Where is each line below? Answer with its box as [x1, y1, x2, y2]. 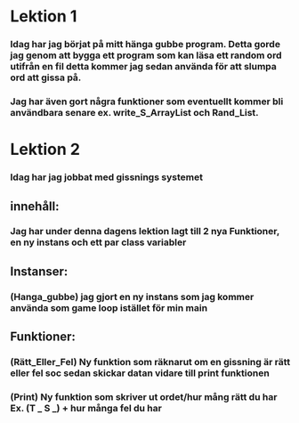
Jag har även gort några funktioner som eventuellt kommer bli [10, 95, 284, 108]
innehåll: [10, 199, 61, 214]
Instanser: [10, 264, 69, 279]
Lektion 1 [10, 6, 77, 27]
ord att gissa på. [10, 71, 82, 84]
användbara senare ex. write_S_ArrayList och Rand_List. [10, 107, 259, 119]
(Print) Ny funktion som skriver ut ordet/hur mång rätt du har [10, 391, 278, 403]
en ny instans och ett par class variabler [10, 236, 187, 248]
